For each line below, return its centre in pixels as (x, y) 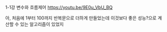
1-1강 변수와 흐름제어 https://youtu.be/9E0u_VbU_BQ (59, 7)
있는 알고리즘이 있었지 (42, 24)
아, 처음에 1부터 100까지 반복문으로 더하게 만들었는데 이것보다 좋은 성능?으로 (81, 18)
